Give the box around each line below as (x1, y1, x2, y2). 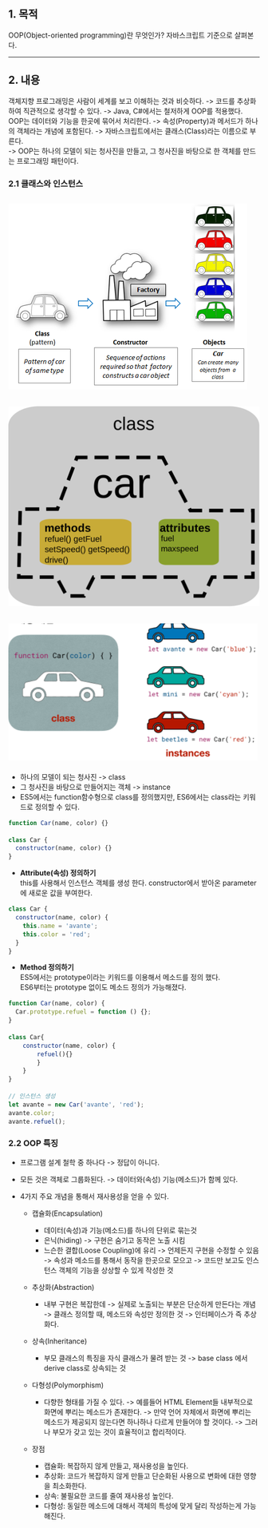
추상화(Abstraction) (31, 1282, 95, 1292)
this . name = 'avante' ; (22, 922, 98, 930)
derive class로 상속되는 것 (43, 1363, 126, 1372)
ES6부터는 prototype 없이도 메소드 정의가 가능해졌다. (19, 982, 187, 992)
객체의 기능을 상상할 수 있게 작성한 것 (58, 1265, 174, 1275)
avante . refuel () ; (8, 1117, 66, 1125)
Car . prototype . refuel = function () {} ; (15, 1008, 152, 1016)
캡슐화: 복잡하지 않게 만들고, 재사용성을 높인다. (43, 1461, 189, 1470)
